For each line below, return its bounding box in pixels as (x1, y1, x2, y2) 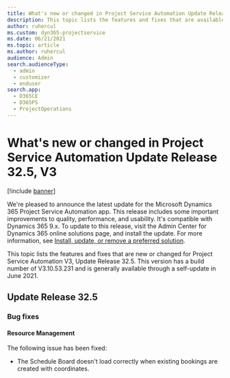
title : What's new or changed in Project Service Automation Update (7, 10, 207, 17)
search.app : (7, 86, 41, 93)
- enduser (13, 80, 41, 87)
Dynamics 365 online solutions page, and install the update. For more (7, 229, 203, 237)
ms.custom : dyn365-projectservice (7, 29, 106, 36)
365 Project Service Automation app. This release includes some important (7, 207, 219, 216)
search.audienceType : (7, 61, 69, 68)
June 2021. (7, 271, 39, 279)
